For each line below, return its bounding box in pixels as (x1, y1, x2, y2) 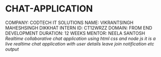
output (5, 46, 19, 52)
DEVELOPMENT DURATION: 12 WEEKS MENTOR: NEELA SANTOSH (5, 30, 145, 36)
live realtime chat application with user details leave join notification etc (5, 40, 154, 46)
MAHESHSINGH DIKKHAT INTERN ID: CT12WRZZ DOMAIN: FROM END (5, 24, 152, 30)
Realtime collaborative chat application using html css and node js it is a (5, 35, 156, 41)
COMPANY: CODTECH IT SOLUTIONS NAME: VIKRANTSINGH (5, 19, 134, 25)
